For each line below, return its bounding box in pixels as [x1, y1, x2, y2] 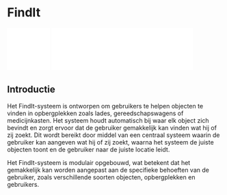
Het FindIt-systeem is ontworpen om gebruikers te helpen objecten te [7, 102, 204, 110]
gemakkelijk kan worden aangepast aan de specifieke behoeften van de [7, 166, 210, 174]
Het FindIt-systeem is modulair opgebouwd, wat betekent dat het [7, 158, 191, 166]
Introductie [7, 84, 56, 95]
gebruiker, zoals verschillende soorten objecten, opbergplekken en [7, 172, 196, 181]
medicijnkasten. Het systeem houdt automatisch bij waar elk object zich [7, 116, 210, 124]
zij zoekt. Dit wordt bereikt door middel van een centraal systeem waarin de [7, 131, 220, 139]
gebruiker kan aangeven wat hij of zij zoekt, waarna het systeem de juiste [7, 138, 214, 146]
